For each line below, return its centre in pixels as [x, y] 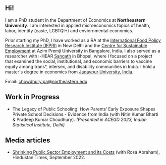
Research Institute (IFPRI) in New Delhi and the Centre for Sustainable [76, 45]
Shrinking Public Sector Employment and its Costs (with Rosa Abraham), [86, 152]
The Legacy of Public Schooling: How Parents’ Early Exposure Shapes [84, 109]
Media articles [28, 140]
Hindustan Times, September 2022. [49, 158]
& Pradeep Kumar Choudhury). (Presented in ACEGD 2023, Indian [80, 119]
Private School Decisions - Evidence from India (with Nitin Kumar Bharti [85, 114]
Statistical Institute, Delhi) [39, 125]
